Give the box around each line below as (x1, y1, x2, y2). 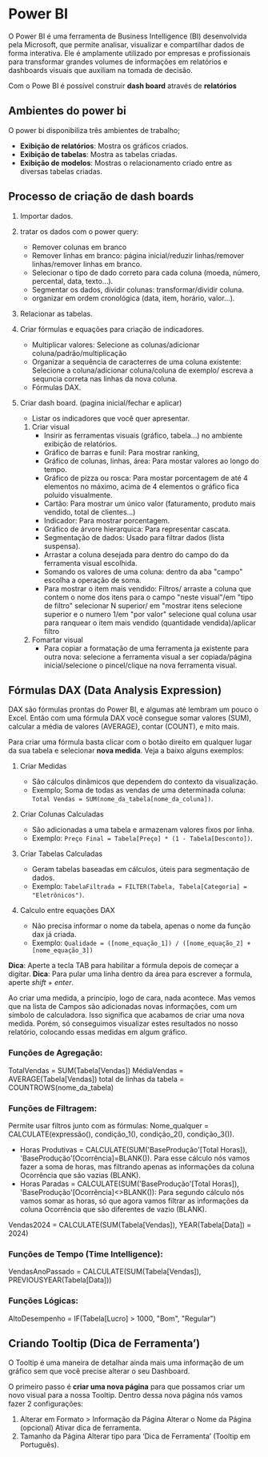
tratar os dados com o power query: (19, 226, 139, 236)
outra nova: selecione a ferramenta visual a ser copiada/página (43, 652, 252, 661)
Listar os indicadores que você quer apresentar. (31, 414, 190, 423)
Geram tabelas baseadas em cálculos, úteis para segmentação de (31, 865, 250, 874)
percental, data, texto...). (31, 276, 114, 285)
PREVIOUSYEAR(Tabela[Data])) (8, 1275, 112, 1285)
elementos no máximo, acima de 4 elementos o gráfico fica (43, 482, 240, 491)
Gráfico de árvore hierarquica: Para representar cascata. (43, 524, 230, 534)
